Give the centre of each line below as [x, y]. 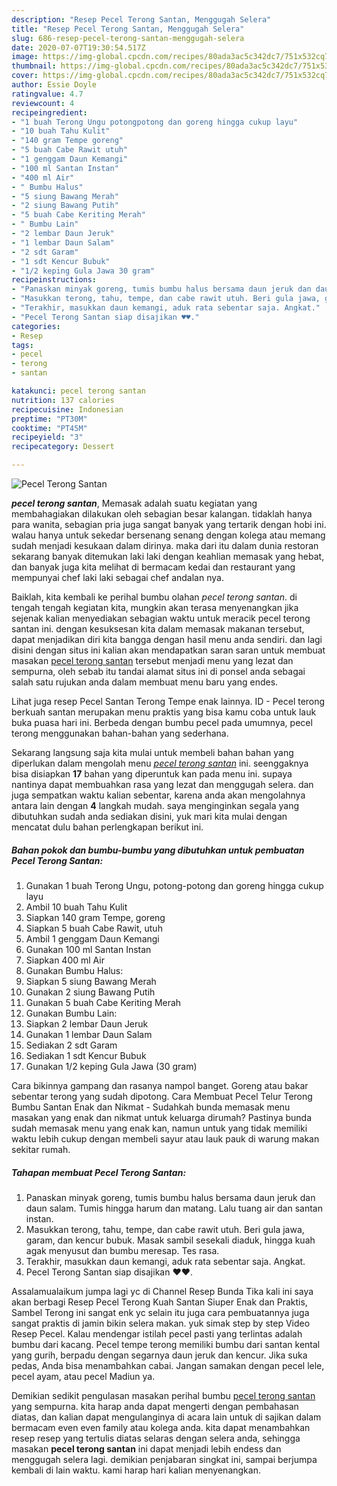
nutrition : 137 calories [63, 400]
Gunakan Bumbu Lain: [71, 1013]
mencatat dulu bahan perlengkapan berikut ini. [107, 827]
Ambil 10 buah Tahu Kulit [76, 907]
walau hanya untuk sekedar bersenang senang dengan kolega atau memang [168, 535]
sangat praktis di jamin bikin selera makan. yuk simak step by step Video [161, 1323]
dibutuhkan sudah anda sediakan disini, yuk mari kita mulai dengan [149, 816]
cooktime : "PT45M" [49, 428]
